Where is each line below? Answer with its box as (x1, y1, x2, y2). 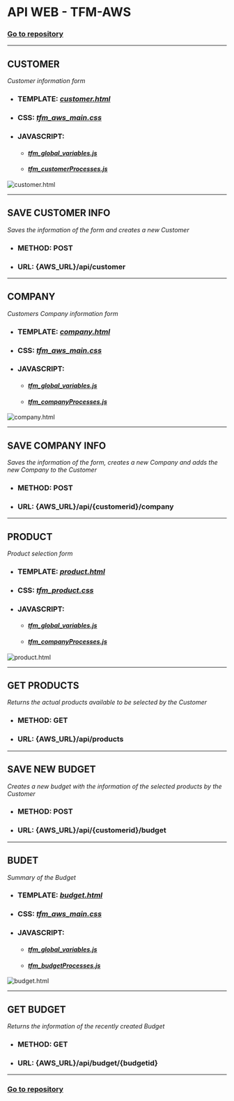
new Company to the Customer (7, 465, 97, 474)
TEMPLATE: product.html (17, 567, 106, 576)
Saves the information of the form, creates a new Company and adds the (7, 458, 218, 467)
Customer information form (7, 77, 86, 85)
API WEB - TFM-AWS (7, 4, 131, 20)
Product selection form (7, 549, 73, 558)
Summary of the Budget (7, 873, 77, 881)
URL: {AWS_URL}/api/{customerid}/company (17, 502, 174, 511)
